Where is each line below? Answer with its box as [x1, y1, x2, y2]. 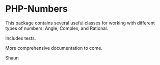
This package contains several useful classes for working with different [5, 20, 155, 26]
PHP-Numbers [5, 3, 68, 15]
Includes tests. [5, 35, 36, 41]
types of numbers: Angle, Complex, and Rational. [5, 25, 109, 31]
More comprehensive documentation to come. [5, 45, 103, 51]
